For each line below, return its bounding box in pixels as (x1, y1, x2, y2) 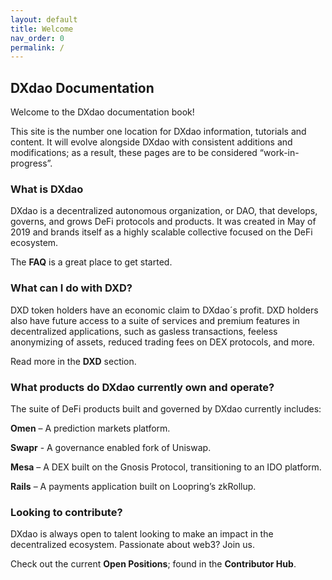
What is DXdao (10, 182, 84, 196)
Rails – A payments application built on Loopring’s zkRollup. (10, 480, 257, 492)
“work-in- (259, 147, 300, 159)
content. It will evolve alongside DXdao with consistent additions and (10, 136, 293, 148)
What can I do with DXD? (10, 281, 133, 295)
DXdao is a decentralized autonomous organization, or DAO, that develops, (10, 205, 318, 217)
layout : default (10, 14, 78, 25)
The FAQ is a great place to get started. (10, 256, 173, 268)
